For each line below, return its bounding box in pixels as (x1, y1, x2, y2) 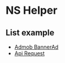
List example (5, 28, 55, 38)
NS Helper (5, 4, 58, 17)
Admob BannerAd (14, 43, 58, 50)
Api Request (14, 50, 45, 57)
